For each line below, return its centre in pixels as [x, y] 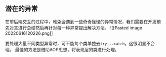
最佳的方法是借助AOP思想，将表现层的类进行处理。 [67, 49]
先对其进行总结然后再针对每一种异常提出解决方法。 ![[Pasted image [74, 28]
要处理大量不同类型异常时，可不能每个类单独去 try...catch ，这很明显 [76, 43]
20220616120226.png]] [29, 33]
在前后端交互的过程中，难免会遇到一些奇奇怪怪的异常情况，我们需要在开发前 [83, 22]
